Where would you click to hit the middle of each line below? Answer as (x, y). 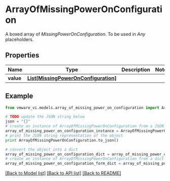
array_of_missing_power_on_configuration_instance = (62, 131)
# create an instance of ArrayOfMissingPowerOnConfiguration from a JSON (85, 126)
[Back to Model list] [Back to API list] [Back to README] (63, 173)
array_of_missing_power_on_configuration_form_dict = (63, 164)
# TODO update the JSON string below (45, 117)
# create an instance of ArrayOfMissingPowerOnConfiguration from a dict (85, 159)
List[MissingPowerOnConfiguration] (72, 78)
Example (19, 96)
